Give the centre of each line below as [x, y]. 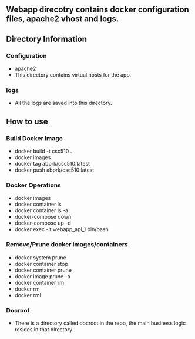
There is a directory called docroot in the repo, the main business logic [100, 323]
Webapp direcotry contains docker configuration [97, 10]
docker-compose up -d [43, 223]
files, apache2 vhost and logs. [63, 19]
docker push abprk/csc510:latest [54, 170]
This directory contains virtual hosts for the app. [73, 75]
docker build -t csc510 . [43, 151]
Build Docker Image [35, 138]
